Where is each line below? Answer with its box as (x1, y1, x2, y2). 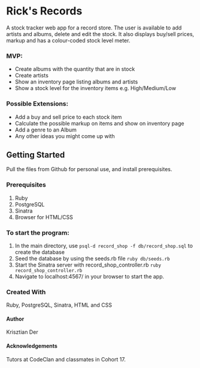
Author (6, 315, 25, 322)
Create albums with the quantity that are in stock (14, 65, 135, 73)
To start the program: (6, 228, 70, 237)
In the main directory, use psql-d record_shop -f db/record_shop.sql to (14, 242, 193, 249)
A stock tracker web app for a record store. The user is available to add (6, 24, 182, 31)
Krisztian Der (6, 328, 38, 336)
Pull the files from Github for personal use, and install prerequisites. (6, 166, 172, 173)
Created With (6, 288, 46, 296)
